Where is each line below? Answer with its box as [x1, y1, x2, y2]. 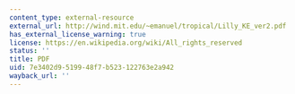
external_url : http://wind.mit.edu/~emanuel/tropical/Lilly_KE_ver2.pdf [9, 21, 287, 30]
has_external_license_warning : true [9, 30, 146, 38]
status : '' [9, 47, 50, 56]
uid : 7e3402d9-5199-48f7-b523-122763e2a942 [9, 64, 175, 73]
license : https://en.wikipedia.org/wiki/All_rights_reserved [9, 38, 243, 47]
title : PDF [9, 55, 50, 64]
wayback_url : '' [9, 72, 70, 81]
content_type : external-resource [9, 13, 134, 22]
